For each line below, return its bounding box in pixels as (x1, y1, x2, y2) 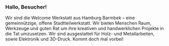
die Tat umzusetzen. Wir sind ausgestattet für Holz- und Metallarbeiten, (5, 31, 155, 37)
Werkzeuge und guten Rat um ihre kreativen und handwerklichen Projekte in (5, 25, 164, 31)
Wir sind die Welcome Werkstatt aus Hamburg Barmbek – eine (5, 15, 135, 21)
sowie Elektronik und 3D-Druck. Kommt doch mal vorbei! (5, 36, 124, 42)
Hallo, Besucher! (5, 3, 47, 10)
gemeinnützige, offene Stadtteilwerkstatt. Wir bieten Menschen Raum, (5, 20, 152, 26)
